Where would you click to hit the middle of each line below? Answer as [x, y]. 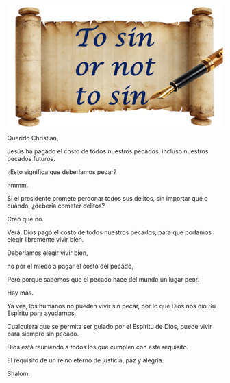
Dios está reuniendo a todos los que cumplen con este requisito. [98, 347]
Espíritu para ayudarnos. [42, 313]
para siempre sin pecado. [43, 334]
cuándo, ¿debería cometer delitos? [56, 206]
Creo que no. [26, 219]
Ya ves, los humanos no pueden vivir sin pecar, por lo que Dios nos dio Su [112, 306]
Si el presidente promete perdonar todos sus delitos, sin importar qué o [107, 198]
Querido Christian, [33, 138]
